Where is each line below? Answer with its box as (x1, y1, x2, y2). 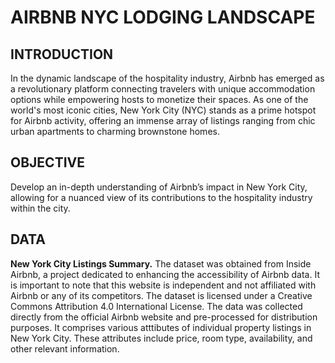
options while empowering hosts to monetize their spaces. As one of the (10, 94, 309, 105)
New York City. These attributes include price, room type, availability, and (10, 332, 313, 344)
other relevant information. (10, 342, 120, 355)
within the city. (10, 202, 71, 214)
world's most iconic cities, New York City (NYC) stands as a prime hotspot (10, 104, 317, 116)
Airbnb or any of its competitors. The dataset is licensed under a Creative (10, 289, 313, 301)
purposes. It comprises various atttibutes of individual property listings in (10, 321, 312, 333)
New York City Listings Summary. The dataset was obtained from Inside (10, 257, 312, 270)
